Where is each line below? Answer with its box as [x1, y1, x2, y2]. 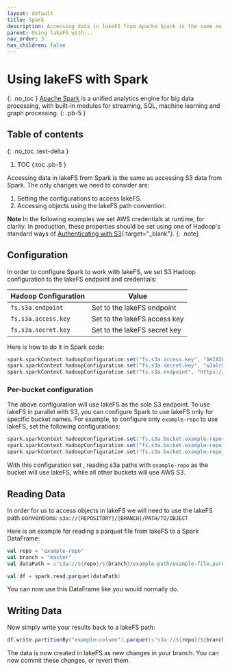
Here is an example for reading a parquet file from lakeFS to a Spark [7, 527, 199, 535]
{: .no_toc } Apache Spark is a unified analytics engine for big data [7, 94, 194, 102]
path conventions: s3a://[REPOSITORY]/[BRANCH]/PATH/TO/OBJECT [7, 513, 188, 522]
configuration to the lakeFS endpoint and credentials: [7, 275, 157, 283]
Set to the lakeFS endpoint [91, 303, 177, 312]
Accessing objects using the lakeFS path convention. [16, 201, 167, 209]
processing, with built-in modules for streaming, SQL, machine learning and [7, 101, 220, 110]
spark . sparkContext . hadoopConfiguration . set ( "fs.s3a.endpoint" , [7, 369, 194, 376]
